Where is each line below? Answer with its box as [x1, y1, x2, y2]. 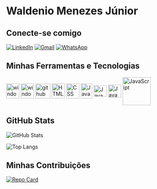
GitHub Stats [6, 116, 55, 126]
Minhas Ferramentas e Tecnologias [6, 61, 140, 71]
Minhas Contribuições [6, 160, 91, 171]
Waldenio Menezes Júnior [6, 4, 138, 18]
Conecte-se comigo [6, 28, 82, 38]
